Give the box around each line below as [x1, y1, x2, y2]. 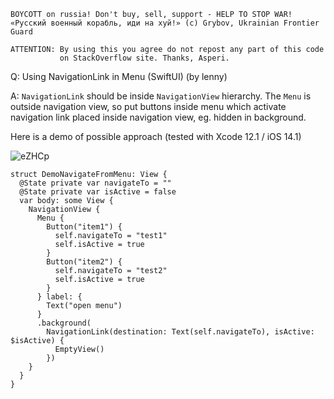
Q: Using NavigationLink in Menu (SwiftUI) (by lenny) [10, 71, 228, 82]
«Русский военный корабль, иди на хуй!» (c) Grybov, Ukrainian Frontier [10, 18, 320, 28]
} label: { [36, 292, 83, 302]
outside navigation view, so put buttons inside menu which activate [10, 101, 287, 112]
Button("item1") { [46, 222, 123, 232]
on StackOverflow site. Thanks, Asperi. [59, 53, 230, 63]
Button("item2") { [46, 257, 123, 267]
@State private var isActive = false [19, 187, 177, 197]
